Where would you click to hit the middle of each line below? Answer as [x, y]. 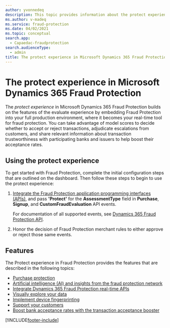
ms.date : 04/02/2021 [27, 29]
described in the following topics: [40, 268]
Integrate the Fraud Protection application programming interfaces [81, 194]
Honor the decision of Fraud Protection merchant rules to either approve [88, 229]
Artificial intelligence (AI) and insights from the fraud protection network [88, 283]
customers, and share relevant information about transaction [68, 134]
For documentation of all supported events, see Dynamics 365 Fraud [84, 214]
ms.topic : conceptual [28, 33]
